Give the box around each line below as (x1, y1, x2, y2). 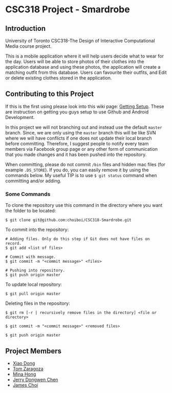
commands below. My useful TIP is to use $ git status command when (5, 172, 157, 178)
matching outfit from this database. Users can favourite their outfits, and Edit (5, 69, 167, 75)
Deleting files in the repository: (5, 300, 70, 306)
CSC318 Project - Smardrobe (5, 4, 130, 15)
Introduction (5, 24, 46, 33)
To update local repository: (5, 281, 62, 288)
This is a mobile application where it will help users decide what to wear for (5, 53, 164, 59)
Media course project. (5, 43, 52, 49)
